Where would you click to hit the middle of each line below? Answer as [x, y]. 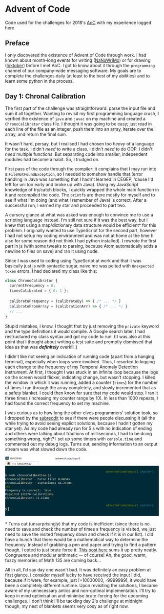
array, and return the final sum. [36, 134]
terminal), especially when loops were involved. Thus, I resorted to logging [80, 361]
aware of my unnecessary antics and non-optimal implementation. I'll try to [81, 590]
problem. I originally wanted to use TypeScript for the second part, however [81, 230]
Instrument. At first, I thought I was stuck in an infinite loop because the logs [82, 372]
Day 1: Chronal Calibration [45, 96]
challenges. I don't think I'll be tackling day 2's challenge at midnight [74, 601]
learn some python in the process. [40, 81]
